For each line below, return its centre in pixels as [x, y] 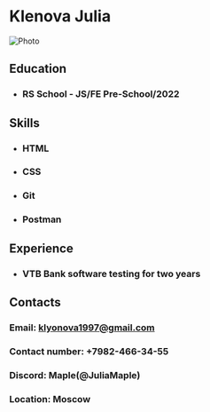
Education [38, 69]
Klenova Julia [60, 16]
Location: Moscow [50, 399]
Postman [42, 219]
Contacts [35, 302]
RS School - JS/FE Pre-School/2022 [101, 94]
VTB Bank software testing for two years [111, 273]
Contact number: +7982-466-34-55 [89, 351]
